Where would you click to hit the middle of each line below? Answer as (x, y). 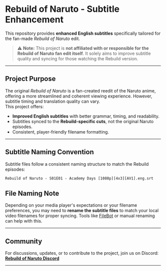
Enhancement (34, 20)
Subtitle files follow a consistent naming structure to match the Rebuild (77, 164)
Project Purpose (30, 79)
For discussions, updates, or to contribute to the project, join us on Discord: (82, 253)
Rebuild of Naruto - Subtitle (62, 9)
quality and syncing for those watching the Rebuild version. (78, 58)
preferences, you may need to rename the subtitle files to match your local (82, 211)
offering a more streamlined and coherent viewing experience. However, (79, 96)
